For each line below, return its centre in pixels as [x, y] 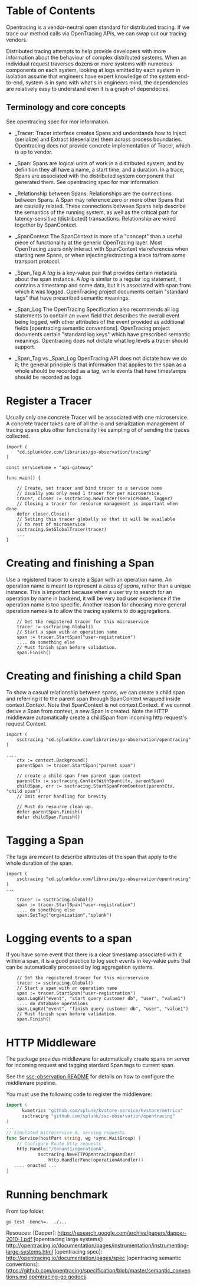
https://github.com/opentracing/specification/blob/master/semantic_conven [98, 1270]
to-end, [15, 82]
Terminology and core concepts [66, 107]
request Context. [27, 723]
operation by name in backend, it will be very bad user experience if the [93, 598]
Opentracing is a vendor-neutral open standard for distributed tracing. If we [98, 27]
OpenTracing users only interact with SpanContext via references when [101, 248]
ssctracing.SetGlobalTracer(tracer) [62, 529]
